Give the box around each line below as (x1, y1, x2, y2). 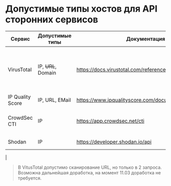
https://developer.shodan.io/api (76, 138, 152, 145)
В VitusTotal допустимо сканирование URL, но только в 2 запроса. (17, 164, 162, 170)
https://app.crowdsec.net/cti (76, 117, 145, 124)
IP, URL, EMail (38, 96, 71, 103)
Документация (126, 35, 165, 42)
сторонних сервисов (5, 14, 98, 25)
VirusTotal (8, 66, 32, 73)
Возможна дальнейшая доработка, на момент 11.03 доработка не (17, 169, 161, 175)
